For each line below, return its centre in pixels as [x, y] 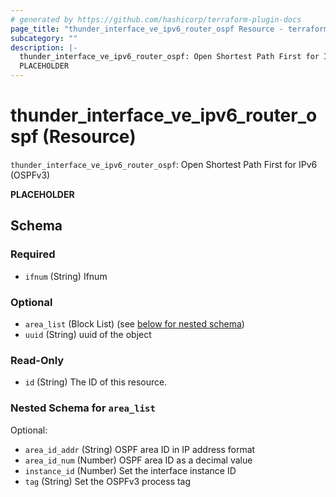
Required [33, 254]
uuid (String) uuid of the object [88, 334]
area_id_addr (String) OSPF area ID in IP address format [140, 449]
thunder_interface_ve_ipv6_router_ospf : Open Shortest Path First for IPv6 [164, 164]
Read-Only [37, 360]
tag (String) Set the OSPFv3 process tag [108, 481]
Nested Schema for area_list [83, 408]
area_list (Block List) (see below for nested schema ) [134, 323]
